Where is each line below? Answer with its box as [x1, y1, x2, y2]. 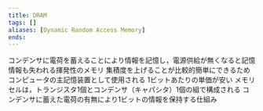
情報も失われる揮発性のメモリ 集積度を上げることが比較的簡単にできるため [8, 66, 250, 75]
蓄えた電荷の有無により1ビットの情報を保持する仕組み [42, 95, 217, 104]
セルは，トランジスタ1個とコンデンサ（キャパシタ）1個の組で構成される [8, 85, 241, 95]
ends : [8, 33, 26, 41]
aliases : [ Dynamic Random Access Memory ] [8, 26, 146, 34]
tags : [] [8, 19, 37, 27]
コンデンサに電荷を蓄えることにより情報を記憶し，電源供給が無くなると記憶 [8, 55, 256, 65]
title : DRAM [8, 11, 47, 20]
